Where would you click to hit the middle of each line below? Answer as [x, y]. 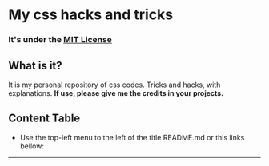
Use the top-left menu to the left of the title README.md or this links [132, 137]
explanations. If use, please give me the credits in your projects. [116, 93]
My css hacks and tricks [91, 15]
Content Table [44, 119]
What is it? [35, 65]
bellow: [32, 146]
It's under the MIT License [60, 40]
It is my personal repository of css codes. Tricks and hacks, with [114, 85]
